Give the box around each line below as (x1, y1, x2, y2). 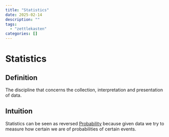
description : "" (5, 17, 40, 22)
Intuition (5, 107, 33, 116)
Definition (5, 73, 37, 82)
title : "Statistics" (5, 7, 50, 13)
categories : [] (5, 31, 38, 36)
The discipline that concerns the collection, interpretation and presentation (5, 87, 163, 93)
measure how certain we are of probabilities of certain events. (5, 126, 137, 132)
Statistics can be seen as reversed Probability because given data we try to (5, 120, 164, 126)
